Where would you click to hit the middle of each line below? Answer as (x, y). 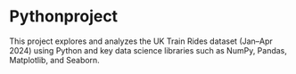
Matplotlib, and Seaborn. (54, 60)
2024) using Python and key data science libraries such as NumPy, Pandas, (148, 50)
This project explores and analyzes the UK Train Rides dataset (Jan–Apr (141, 41)
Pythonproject (64, 16)
